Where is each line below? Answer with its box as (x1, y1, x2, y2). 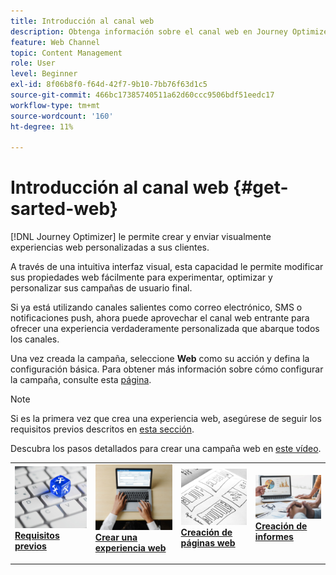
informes (254, 531, 294, 543)
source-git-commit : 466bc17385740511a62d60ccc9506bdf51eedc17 (10, 90, 275, 100)
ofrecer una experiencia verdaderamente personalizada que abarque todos (10, 323, 320, 335)
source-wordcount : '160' (10, 111, 114, 121)
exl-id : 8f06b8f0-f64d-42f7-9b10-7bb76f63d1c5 (10, 80, 208, 90)
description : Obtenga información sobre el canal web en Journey (10, 26, 288, 37)
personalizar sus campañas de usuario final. (10, 282, 193, 294)
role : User (10, 58, 56, 69)
